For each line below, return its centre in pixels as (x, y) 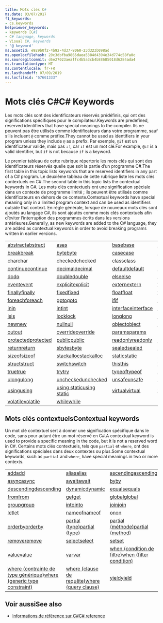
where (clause (82, 568)
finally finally (21, 292)
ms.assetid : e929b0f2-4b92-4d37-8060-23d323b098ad (57, 50)
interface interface (132, 308)
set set (117, 541)
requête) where (83, 581)
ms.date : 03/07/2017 (26, 14)
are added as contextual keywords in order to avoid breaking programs (76, 228)
